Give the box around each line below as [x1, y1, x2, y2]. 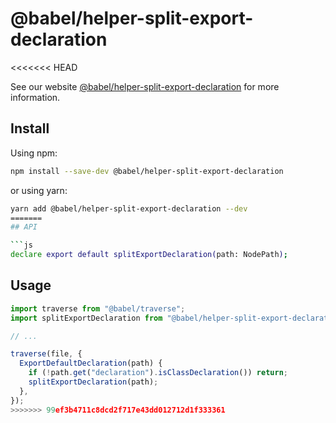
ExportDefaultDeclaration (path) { [19, 358, 163, 369]
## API [10, 222, 38, 232]
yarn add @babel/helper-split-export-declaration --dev [10, 203, 248, 214]
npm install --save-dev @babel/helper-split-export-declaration [10, 166, 284, 176]
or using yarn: [10, 184, 68, 196]
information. [10, 91, 61, 103]
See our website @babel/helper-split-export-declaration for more [10, 80, 280, 92]
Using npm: [10, 147, 58, 159]
